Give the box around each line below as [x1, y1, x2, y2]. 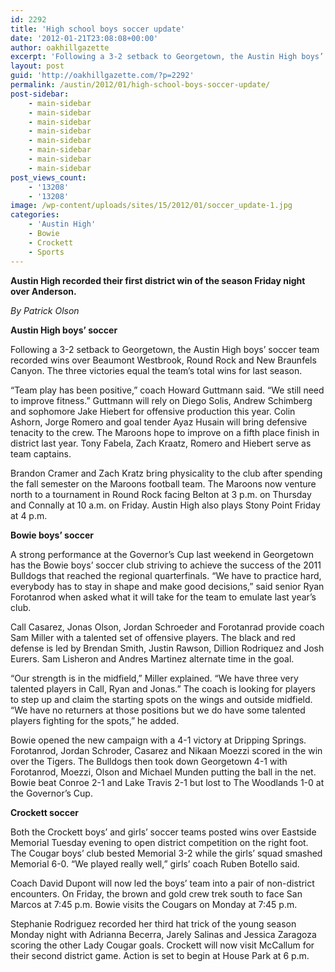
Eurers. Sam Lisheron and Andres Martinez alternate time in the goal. [10, 652, 295, 665]
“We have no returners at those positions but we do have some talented [10, 704, 306, 716]
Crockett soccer [10, 806, 80, 818]
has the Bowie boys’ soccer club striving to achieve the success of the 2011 [10, 559, 322, 571]
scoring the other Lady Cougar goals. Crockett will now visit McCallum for [10, 939, 315, 951]
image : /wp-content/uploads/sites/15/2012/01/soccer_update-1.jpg [10, 201, 293, 211]
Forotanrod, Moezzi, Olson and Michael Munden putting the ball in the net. [10, 766, 317, 778]
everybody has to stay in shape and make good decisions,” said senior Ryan [10, 580, 325, 592]
